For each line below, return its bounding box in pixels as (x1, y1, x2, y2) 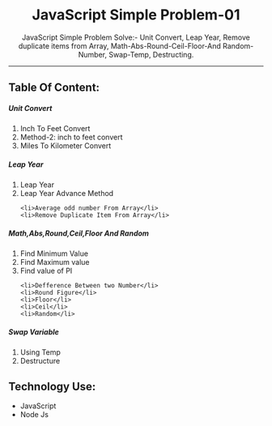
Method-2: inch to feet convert (19, 132, 123, 143)
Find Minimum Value (19, 249, 89, 258)
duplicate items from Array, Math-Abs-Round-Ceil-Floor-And (18, 40, 221, 50)
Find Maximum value (19, 258, 91, 267)
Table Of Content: (8, 81, 100, 95)
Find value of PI (19, 266, 73, 276)
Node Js (19, 410, 49, 420)
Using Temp (19, 347, 61, 357)
